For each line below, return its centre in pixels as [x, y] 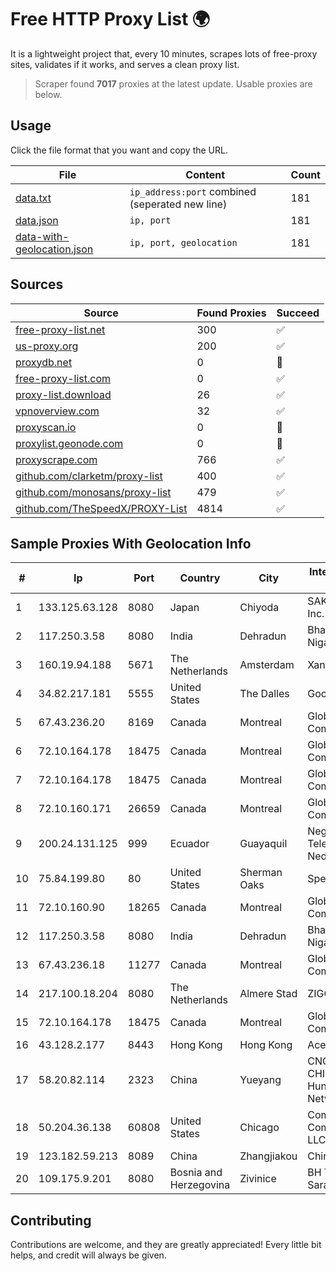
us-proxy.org [47, 346]
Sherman [261, 873]
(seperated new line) [178, 204]
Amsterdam [267, 665]
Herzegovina [200, 1185]
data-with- [42, 236]
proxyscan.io [46, 427]
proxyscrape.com [56, 459]
